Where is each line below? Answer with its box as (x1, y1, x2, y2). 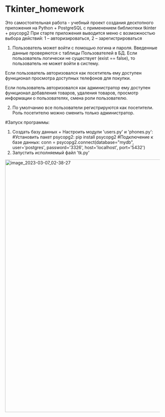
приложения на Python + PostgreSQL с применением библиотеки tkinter (5, 25, 157, 30)
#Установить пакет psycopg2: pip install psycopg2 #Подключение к (12, 134, 154, 140)
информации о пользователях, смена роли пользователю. (5, 95, 128, 101)
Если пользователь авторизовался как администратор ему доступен (5, 84, 151, 90)
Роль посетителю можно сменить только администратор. (12, 109, 135, 116)
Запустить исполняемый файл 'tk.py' (12, 150, 90, 156)
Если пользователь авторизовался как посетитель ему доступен (5, 70, 142, 76)
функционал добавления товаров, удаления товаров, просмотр (5, 90, 138, 96)
